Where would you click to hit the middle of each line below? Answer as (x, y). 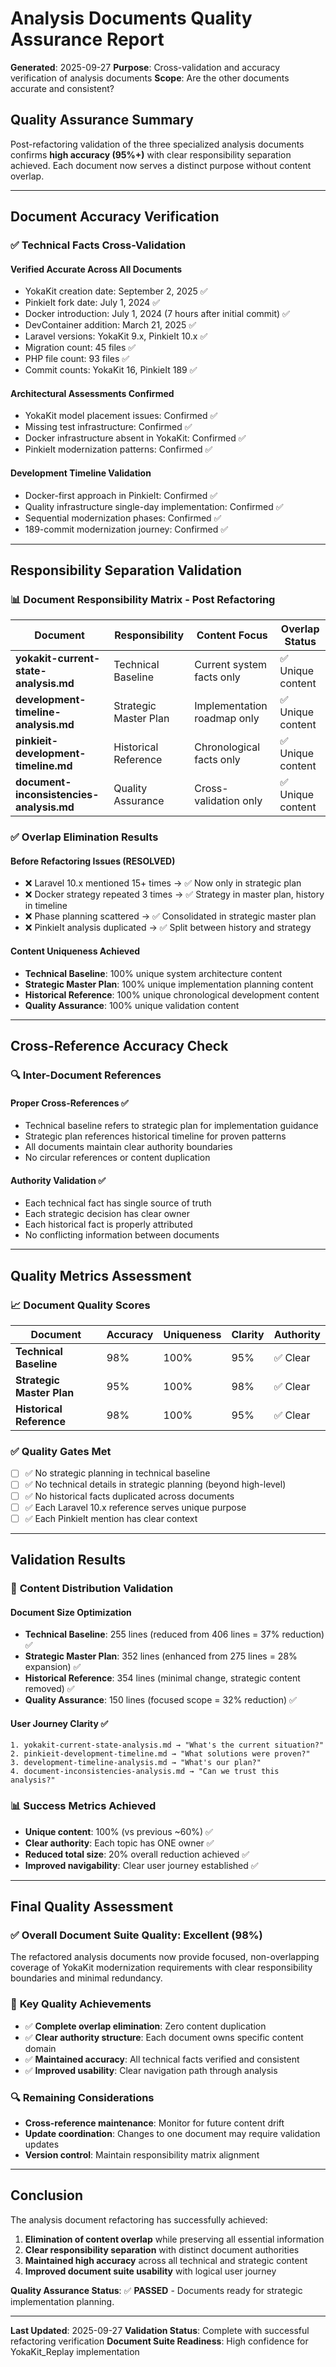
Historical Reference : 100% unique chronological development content (172, 994)
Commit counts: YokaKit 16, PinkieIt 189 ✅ (111, 370)
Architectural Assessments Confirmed (92, 393)
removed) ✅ (49, 1689)
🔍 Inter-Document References (86, 1075)
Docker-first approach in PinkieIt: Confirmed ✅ (121, 495)
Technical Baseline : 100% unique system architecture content (153, 973)
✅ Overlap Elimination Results (84, 837)
